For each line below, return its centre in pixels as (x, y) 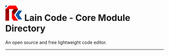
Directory (25, 29)
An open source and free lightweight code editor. (56, 42)
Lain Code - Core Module (77, 18)
